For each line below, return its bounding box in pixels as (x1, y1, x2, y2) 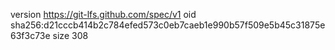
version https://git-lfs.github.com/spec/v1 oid (10, 9, 197, 20)
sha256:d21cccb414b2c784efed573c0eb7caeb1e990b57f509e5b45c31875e (10, 19, 326, 31)
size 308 (52, 30, 89, 41)
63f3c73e (10, 30, 51, 41)
